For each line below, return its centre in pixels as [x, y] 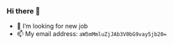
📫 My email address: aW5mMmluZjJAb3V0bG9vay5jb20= [92, 34]
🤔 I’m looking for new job [52, 26]
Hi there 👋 [24, 11]
